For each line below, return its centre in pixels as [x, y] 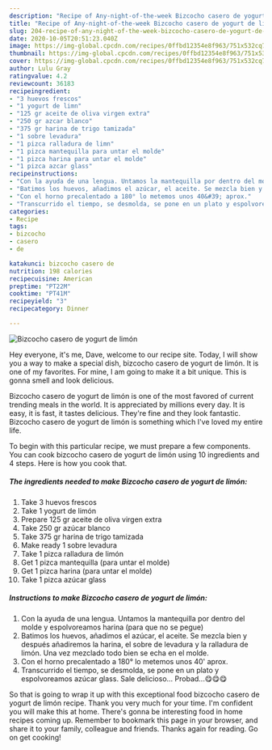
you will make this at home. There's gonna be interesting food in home [126, 711]
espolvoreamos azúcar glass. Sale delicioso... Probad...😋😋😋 [124, 678]
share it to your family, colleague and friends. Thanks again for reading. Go [134, 728]
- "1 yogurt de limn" [46, 106]
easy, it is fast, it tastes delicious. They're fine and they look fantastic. [125, 413]
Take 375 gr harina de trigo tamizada [82, 536]
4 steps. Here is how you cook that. [68, 463]
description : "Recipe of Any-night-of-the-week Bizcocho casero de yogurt [138, 16]
